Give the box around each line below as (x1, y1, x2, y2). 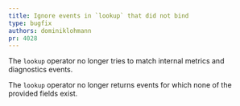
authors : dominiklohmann (8, 26, 92, 35)
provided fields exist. (8, 89, 78, 99)
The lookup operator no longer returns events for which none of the (8, 80, 232, 90)
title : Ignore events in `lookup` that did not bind (8, 11, 189, 20)
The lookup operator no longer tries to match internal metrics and (8, 56, 225, 66)
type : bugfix (8, 19, 52, 27)
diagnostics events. (8, 65, 73, 75)
